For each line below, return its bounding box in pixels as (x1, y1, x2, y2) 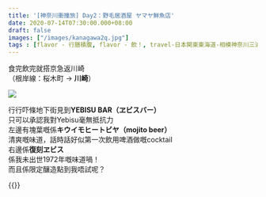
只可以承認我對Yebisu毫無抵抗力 (8, 116, 114, 125)
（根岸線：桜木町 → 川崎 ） (8, 74, 96, 83)
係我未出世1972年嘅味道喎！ (8, 155, 101, 165)
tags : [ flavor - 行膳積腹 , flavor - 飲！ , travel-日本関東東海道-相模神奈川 (8, 41, 249, 49)
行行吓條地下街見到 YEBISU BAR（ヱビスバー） (8, 105, 161, 115)
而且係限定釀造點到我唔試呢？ (8, 165, 105, 174)
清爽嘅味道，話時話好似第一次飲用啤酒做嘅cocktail (8, 135, 173, 145)
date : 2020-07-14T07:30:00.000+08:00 (8, 19, 133, 27)
